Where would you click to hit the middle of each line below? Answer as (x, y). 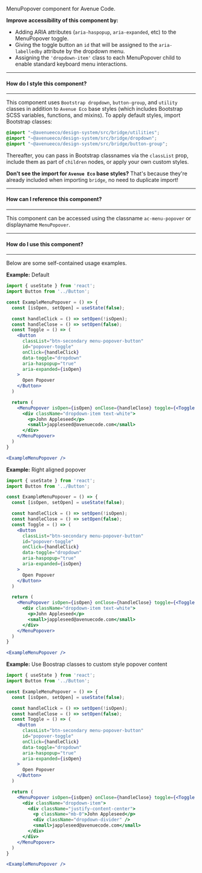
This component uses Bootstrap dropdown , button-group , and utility (92, 102)
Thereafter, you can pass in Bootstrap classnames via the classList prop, (97, 155)
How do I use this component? (45, 244)
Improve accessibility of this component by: (63, 20)
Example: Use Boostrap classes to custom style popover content (87, 664)
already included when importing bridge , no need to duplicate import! (92, 179)
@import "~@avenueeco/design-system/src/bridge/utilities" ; (83, 133)
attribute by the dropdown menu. (84, 51)
